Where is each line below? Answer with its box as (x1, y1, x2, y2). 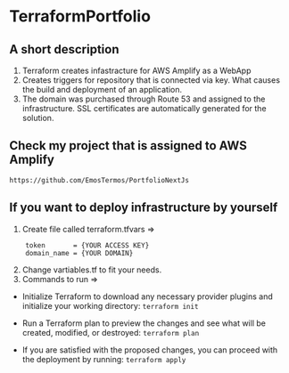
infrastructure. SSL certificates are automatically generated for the (21, 103, 267, 113)
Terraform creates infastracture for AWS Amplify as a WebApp (21, 65, 252, 76)
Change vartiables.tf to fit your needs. (21, 264, 162, 275)
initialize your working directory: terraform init (21, 300, 199, 311)
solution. (21, 113, 54, 123)
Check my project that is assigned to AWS (9, 138, 247, 153)
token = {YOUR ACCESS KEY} (25, 240, 150, 250)
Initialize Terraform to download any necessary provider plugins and (21, 291, 274, 302)
